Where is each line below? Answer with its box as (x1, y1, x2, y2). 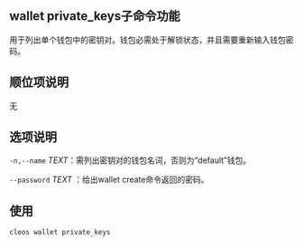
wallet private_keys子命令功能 (9, 8, 180, 24)
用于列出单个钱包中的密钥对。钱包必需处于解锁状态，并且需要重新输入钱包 (9, 34, 286, 45)
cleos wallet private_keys (9, 228, 111, 237)
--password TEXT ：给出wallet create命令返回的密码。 (9, 175, 209, 185)
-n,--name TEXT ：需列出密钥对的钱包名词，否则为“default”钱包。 (9, 155, 252, 166)
